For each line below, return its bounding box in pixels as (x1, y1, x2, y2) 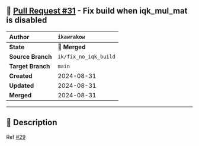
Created (9, 72, 33, 80)
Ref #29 (6, 133, 26, 140)
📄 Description (6, 118, 57, 128)
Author (9, 33, 30, 41)
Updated (9, 81, 34, 90)
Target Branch (9, 62, 50, 70)
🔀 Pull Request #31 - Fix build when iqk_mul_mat (6, 6, 188, 16)
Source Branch (9, 52, 52, 61)
